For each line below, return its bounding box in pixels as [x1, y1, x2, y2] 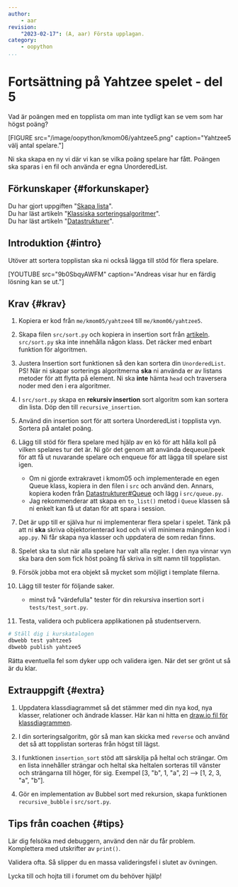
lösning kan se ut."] [8, 277, 64, 286]
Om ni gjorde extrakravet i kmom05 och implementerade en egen [28, 474, 220, 482]
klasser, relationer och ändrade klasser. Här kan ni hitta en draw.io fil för [18, 711, 228, 719]
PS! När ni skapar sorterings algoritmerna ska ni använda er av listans [18, 366, 222, 375]
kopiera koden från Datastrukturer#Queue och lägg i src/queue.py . [28, 490, 224, 498]
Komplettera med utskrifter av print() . [8, 844, 121, 852]
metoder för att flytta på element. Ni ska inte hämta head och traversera [18, 374, 227, 383]
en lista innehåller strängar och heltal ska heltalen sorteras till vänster [18, 761, 222, 769]
